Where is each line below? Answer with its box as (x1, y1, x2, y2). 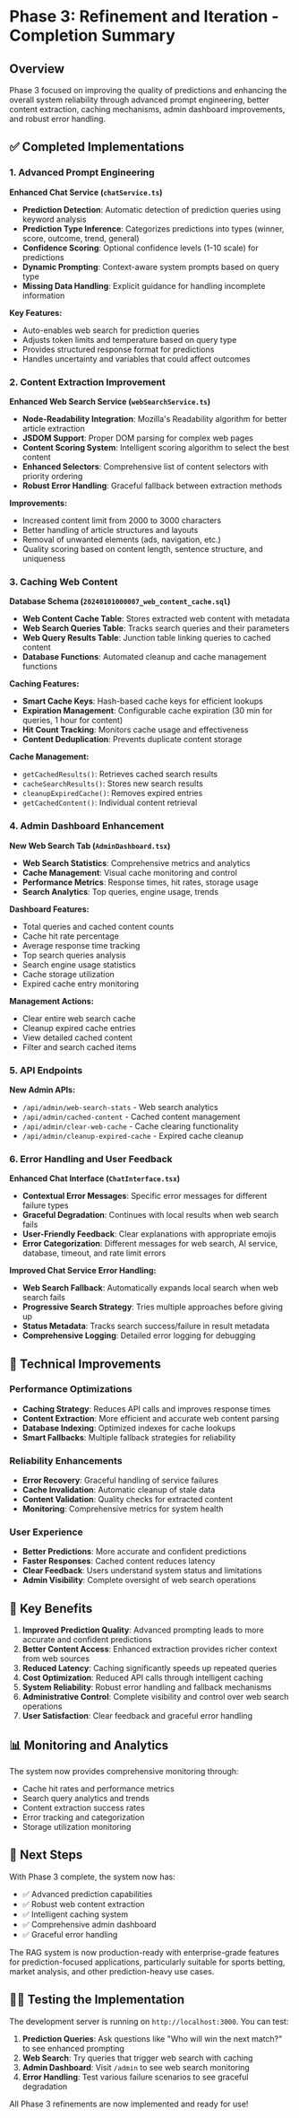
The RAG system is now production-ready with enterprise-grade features (9, 1947, 279, 1957)
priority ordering (21, 470, 83, 481)
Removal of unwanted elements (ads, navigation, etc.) (21, 534, 221, 545)
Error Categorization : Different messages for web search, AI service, (21, 1238, 278, 1249)
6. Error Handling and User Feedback (9, 1152, 173, 1165)
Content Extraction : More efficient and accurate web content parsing (21, 1413, 279, 1423)
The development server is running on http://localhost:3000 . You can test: (9, 2016, 289, 2026)
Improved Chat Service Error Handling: (9, 1265, 157, 1276)
